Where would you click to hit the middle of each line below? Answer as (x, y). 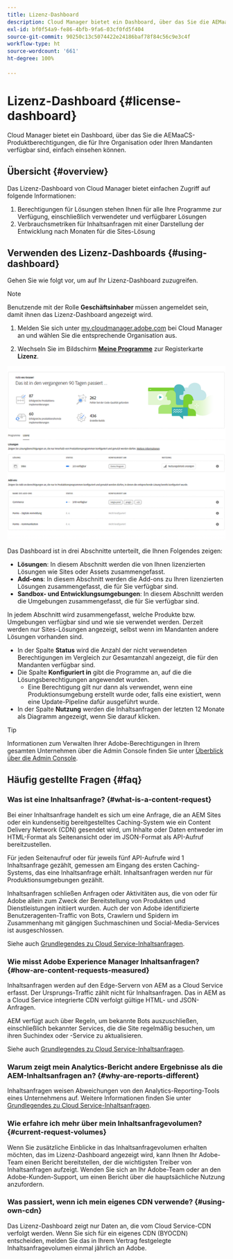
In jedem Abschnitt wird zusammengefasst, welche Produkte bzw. (101, 615)
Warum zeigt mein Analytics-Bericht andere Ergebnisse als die (115, 1067)
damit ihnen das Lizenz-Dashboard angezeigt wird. (80, 315)
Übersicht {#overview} (58, 172)
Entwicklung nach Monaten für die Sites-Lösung (86, 231)
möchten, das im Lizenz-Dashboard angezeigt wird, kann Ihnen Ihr (102, 1154)
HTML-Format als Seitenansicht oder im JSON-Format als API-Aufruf (105, 837)
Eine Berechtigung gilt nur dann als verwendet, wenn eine (110, 687)
